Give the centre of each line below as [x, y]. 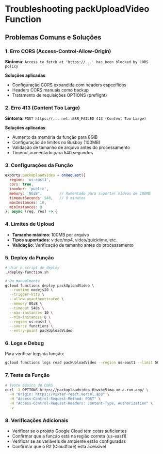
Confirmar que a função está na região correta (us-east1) [69, 436]
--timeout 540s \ [27, 308]
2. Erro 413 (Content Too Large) [42, 108]
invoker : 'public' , [29, 189]
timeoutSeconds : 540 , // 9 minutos [48, 198]
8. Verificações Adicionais [37, 420]
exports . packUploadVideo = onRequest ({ [45, 175]
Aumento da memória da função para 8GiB [55, 137]
